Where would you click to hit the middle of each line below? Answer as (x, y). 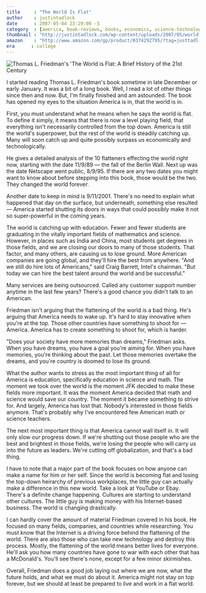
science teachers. (29, 419)
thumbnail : (21, 35)
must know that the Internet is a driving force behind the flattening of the (98, 532)
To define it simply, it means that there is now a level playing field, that (95, 120)
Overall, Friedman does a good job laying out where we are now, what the (99, 570)
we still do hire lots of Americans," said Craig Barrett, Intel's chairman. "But (101, 266)
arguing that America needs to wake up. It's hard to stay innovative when (99, 316)
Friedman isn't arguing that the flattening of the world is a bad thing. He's (99, 310)
